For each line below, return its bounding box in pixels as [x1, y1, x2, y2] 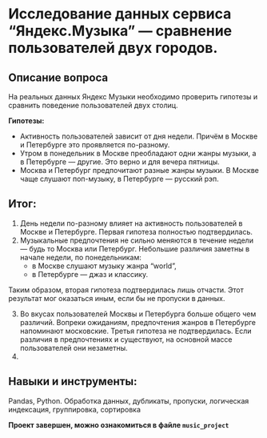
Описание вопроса [8, 70, 109, 84]
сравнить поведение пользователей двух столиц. [8, 101, 178, 110]
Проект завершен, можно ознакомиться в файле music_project [8, 420, 229, 429]
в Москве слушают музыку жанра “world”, [31, 261, 177, 271]
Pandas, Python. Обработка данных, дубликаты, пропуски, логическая [8, 396, 249, 405]
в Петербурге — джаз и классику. [31, 269, 149, 279]
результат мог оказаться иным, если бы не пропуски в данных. [8, 293, 225, 303]
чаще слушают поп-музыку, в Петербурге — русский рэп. [19, 174, 220, 183]
